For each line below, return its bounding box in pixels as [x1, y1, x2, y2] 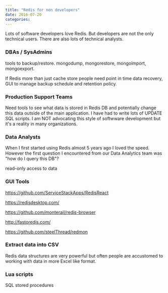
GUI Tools [5, 178, 30, 185]
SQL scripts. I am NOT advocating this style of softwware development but [5, 115, 161, 121]
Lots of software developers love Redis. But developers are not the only [5, 31, 154, 37]
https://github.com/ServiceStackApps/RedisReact [5, 189, 109, 196]
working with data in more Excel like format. [5, 258, 96, 264]
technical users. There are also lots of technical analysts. [5, 36, 124, 42]
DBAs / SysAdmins [5, 48, 52, 56]
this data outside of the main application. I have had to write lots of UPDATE [5, 110, 162, 116]
